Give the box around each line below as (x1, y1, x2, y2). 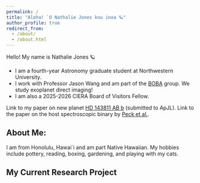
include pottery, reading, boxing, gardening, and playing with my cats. (6, 150, 178, 157)
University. (14, 74, 42, 81)
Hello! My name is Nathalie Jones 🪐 (6, 53, 96, 60)
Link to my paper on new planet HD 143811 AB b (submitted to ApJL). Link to (6, 104, 195, 111)
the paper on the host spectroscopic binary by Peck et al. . (6, 111, 150, 117)
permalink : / (6, 8, 39, 15)
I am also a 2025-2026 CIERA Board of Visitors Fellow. (14, 93, 150, 99)
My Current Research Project (6, 167, 117, 178)
